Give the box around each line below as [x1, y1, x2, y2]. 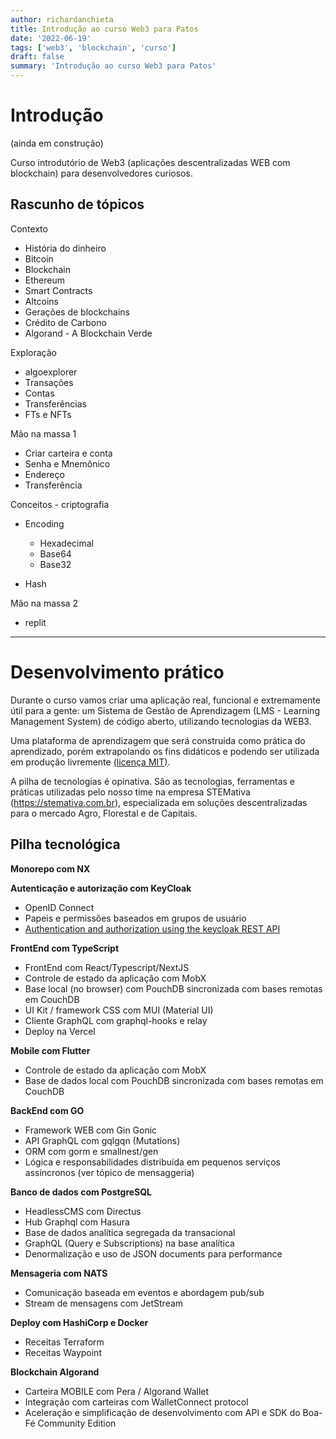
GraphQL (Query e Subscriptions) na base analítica [24, 1237, 235, 1249]
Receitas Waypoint [24, 1346, 102, 1358]
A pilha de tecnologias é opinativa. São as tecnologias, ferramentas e [10, 775, 295, 787]
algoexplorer [24, 366, 78, 378]
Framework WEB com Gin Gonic [24, 1124, 158, 1136]
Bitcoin [24, 252, 54, 265]
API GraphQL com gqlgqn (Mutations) [24, 1134, 181, 1146]
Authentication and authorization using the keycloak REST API [24, 922, 281, 935]
